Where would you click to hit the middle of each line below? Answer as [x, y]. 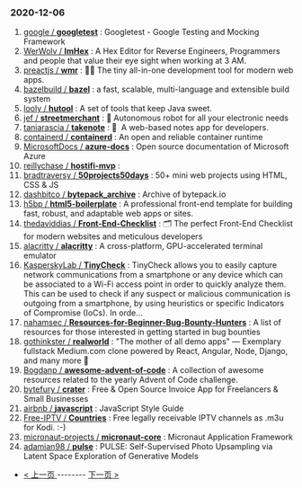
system [37, 99]
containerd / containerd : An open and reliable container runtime [143, 138]
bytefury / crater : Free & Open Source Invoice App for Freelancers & [151, 389]
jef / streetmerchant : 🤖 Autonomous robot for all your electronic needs [155, 118]
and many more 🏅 [56, 360]
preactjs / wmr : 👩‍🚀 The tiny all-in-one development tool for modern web [158, 70]
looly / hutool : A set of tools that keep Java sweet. [117, 109]
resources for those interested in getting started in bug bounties [142, 332]
